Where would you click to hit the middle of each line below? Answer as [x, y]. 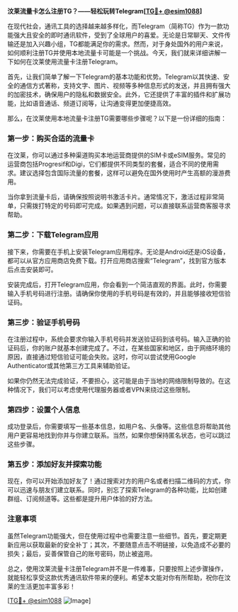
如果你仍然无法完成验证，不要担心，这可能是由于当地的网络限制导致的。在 [116, 380]
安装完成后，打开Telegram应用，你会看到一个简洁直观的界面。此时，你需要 [117, 284]
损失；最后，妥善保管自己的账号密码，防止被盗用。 [82, 553]
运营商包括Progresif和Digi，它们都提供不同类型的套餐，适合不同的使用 [110, 164]
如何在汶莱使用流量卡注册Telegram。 [67, 62]
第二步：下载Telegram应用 [53, 235]
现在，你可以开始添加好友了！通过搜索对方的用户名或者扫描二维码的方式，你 [119, 481]
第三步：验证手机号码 [44, 322]
